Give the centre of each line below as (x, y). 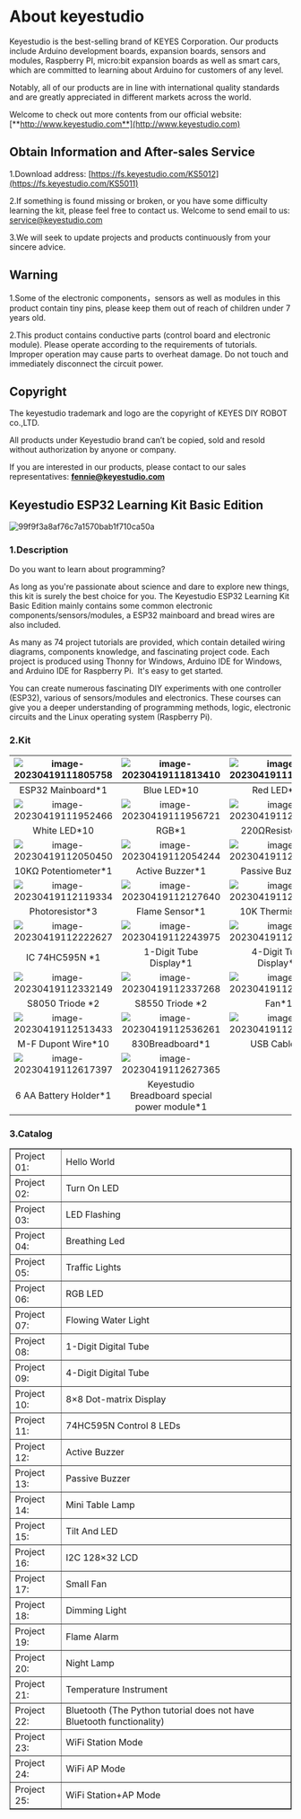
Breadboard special (171, 1095)
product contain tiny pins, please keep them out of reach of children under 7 (150, 308)
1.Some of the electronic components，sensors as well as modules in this (145, 297)
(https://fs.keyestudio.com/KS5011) (74, 183)
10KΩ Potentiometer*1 (63, 870)
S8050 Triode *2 (63, 1003)
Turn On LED (92, 1188)
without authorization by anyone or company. (93, 450)
